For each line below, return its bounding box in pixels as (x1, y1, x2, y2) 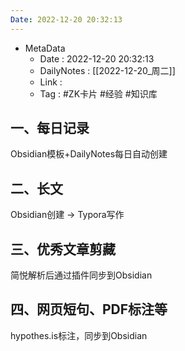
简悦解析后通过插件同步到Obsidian (10, 269, 153, 281)
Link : (39, 76, 63, 88)
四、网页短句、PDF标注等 (10, 301, 168, 318)
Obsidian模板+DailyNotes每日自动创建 (10, 148, 168, 160)
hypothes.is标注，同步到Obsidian (10, 329, 148, 341)
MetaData (24, 42, 66, 54)
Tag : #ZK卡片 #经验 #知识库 (39, 87, 158, 100)
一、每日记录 (10, 120, 90, 137)
